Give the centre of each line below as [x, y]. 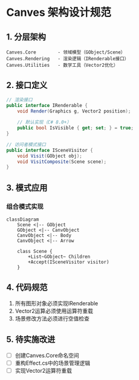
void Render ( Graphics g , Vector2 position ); [74, 111]
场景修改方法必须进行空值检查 [52, 318]
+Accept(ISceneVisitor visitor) [69, 262]
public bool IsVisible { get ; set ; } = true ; [76, 128]
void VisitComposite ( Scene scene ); [62, 162]
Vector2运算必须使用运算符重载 [54, 311]
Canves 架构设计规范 [59, 12]
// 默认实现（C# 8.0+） [44, 122]
